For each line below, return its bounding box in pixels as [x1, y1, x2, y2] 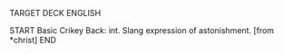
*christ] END [9, 35, 57, 45]
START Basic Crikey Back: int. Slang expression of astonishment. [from [9, 25, 275, 35]
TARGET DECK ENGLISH [9, 8, 102, 18]
